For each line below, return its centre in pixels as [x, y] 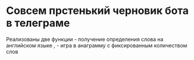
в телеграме [38, 23]
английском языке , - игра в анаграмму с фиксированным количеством [97, 45]
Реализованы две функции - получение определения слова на [85, 39]
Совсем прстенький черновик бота [98, 11]
